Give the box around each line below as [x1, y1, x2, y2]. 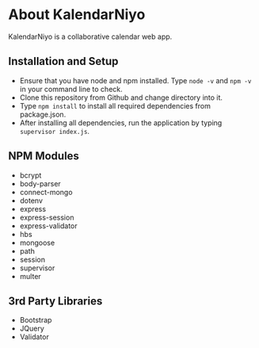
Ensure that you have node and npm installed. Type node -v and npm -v [19, 75, 252, 85]
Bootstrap [19, 315, 52, 325]
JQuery [19, 323, 45, 334]
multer [19, 271, 41, 281]
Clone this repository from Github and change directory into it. [19, 93, 223, 102]
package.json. [19, 109, 67, 119]
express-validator [19, 220, 78, 231]
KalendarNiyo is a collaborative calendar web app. [8, 32, 173, 41]
